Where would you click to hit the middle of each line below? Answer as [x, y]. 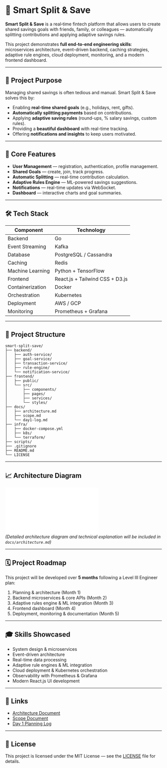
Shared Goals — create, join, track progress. [58, 171]
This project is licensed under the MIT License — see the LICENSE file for [80, 756]
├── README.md [20, 451]
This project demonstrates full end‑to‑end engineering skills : [69, 44]
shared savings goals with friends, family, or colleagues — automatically [79, 29]
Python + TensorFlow [80, 271]
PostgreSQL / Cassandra [83, 255]
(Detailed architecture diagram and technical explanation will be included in [83, 537]
